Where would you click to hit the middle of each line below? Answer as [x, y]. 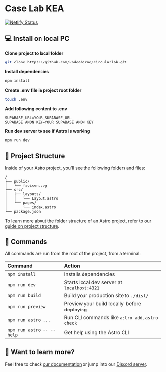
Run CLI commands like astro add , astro [111, 317]
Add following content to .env [36, 109]
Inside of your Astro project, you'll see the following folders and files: [75, 168]
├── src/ [14, 190]
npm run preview [27, 306]
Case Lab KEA [35, 9]
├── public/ [17, 182]
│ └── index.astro [31, 207]
